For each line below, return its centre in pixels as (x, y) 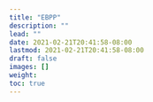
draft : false (33, 59)
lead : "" (25, 34)
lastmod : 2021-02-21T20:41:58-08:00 (76, 51)
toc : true (27, 83)
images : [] (29, 67)
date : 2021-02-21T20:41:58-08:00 (71, 42)
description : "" (39, 26)
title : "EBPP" (35, 17)
